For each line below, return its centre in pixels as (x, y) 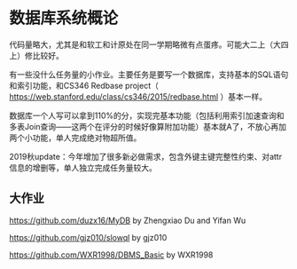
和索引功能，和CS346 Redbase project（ (84, 85)
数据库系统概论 (64, 18)
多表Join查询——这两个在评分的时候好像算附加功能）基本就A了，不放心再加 (148, 126)
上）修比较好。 (36, 55)
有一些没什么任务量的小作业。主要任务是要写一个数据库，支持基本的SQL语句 (149, 74)
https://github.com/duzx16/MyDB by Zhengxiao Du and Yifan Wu (128, 220)
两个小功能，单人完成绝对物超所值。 (75, 138)
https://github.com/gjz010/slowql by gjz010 (88, 237)
